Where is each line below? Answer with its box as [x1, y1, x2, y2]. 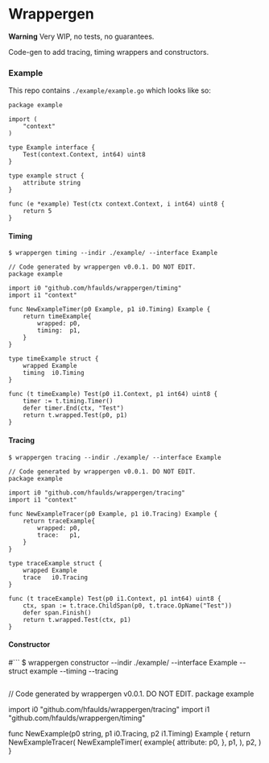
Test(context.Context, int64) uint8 [23, 151, 147, 159]
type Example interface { [8, 144, 95, 152]
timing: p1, [37, 327, 81, 335]
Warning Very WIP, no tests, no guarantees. [8, 31, 155, 41]
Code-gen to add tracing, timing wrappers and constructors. [8, 47, 209, 56]
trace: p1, [37, 531, 81, 539]
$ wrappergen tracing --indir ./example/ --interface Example [8, 453, 221, 461]
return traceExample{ [23, 517, 95, 525]
